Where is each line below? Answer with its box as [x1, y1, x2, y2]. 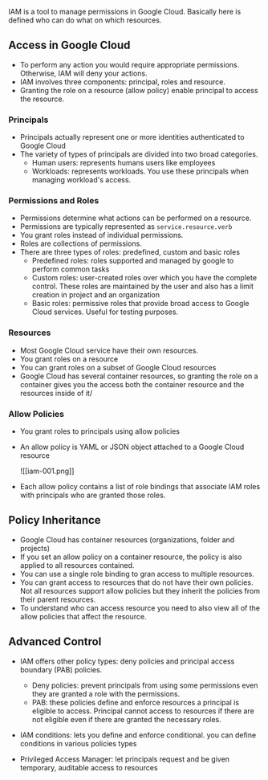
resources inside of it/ [19, 388, 93, 398]
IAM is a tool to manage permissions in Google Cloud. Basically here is [8, 7, 242, 16]
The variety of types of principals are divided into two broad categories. [19, 149, 258, 159]
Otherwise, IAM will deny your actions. [19, 68, 148, 78]
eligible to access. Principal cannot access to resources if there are [31, 706, 254, 716]
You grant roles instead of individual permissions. [19, 231, 184, 240]
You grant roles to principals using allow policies [19, 427, 181, 436]
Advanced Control [8, 635, 102, 649]
